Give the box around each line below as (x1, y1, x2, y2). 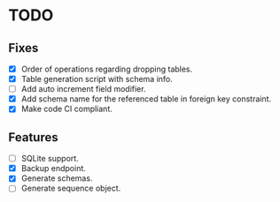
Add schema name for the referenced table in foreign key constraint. (20, 94, 272, 104)
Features (8, 130, 58, 145)
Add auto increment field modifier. (20, 84, 146, 94)
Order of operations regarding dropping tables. (20, 64, 193, 74)
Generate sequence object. (20, 183, 121, 194)
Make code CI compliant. (20, 103, 113, 115)
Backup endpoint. (20, 163, 86, 174)
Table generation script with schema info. (20, 74, 174, 85)
